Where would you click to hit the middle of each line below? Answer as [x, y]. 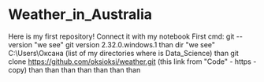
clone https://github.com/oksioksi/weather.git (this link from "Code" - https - [132, 61]
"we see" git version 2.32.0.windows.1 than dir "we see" [125, 44]
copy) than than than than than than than [74, 69]
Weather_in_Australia [80, 15]
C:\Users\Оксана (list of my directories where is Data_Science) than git [123, 53]
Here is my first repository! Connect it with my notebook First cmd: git [121, 36]
